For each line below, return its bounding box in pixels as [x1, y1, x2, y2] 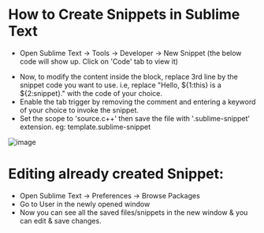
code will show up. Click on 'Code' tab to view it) [19, 57, 179, 66]
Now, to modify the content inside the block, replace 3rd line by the [19, 72, 238, 81]
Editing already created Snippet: [8, 165, 225, 183]
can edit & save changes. [19, 216, 102, 225]
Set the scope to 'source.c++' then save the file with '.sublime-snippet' [19, 113, 251, 123]
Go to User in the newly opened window [19, 199, 151, 209]
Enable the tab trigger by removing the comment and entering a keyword [19, 97, 256, 106]
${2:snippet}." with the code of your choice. [19, 88, 163, 98]
